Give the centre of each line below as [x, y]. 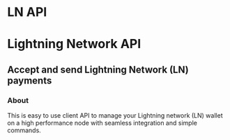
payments [30, 80]
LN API [27, 12]
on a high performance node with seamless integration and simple [102, 123]
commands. [24, 130]
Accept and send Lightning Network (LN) [98, 69]
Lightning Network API [74, 44]
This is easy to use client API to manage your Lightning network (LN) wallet [115, 116]
